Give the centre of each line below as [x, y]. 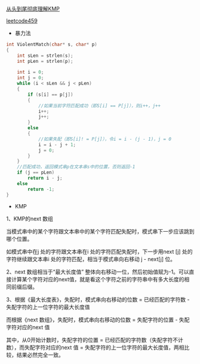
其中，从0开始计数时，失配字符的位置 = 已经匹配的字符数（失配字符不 [92, 339]
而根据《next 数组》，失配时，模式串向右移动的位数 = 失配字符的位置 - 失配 [98, 320]
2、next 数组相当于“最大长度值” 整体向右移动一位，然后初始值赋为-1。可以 [98, 272]
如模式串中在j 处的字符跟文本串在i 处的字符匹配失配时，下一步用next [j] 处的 [99, 251]
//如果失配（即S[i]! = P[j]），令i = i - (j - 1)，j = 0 [105, 139]
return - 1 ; [41, 189]
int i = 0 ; [30, 72]
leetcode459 [22, 21]
